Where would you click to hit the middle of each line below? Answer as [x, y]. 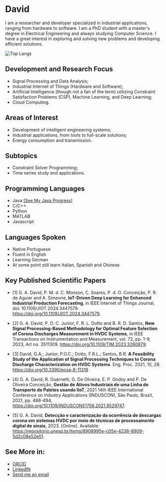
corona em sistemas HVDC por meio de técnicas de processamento [83, 421]
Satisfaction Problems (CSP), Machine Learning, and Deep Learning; [82, 97]
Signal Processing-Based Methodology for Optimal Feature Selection [85, 328]
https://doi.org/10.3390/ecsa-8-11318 [50, 369]
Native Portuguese [31, 249]
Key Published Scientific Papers [55, 280]
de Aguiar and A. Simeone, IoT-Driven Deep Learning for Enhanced [82, 298]
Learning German [30, 260]
